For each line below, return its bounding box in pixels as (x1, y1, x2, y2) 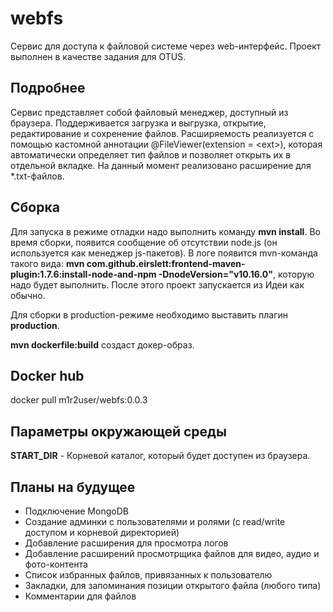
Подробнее (10, 80, 86, 97)
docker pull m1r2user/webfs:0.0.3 (10, 394, 148, 406)
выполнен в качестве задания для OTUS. (10, 50, 187, 62)
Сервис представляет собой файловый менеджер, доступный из (10, 106, 289, 118)
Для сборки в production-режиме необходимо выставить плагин (10, 308, 289, 321)
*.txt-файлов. (10, 170, 65, 182)
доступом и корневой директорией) (24, 527, 180, 538)
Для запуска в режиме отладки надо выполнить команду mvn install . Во (10, 225, 321, 237)
